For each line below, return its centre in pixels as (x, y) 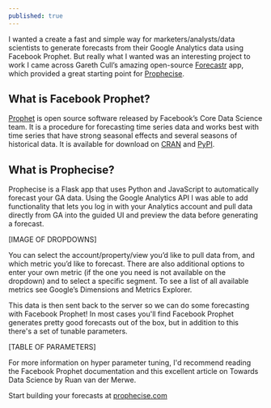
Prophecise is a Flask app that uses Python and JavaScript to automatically (133, 189)
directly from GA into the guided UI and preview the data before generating (133, 215)
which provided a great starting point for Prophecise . (96, 73)
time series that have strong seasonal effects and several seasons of (123, 135)
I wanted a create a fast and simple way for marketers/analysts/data (122, 39)
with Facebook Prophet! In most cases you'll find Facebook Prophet (121, 314)
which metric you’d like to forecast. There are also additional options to (127, 264)
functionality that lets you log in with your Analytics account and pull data (131, 207)
